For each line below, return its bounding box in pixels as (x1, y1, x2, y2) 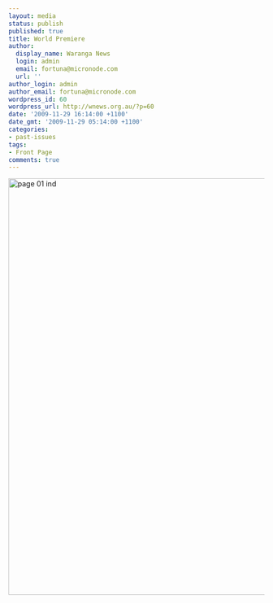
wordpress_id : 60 (8, 95, 67, 103)
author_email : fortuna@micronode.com (8, 87, 136, 96)
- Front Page (8, 148, 53, 156)
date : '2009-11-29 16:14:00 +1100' (8, 111, 129, 119)
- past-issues (8, 133, 57, 141)
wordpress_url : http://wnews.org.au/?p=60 (8, 103, 154, 111)
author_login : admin (8, 80, 79, 88)
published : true (8, 27, 63, 35)
